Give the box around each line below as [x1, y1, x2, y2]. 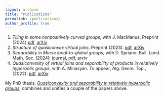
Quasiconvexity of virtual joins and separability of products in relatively [12, 60, 158, 66]
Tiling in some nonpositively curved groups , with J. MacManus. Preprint [12, 34, 159, 40]
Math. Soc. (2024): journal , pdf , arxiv [12, 55, 88, 61]
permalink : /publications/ [5, 16, 61, 21]
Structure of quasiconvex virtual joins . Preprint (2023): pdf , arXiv [12, 45, 145, 50]
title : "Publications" [5, 12, 52, 17]
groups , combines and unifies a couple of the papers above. [5, 85, 128, 91]
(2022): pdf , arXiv [12, 71, 48, 76]
